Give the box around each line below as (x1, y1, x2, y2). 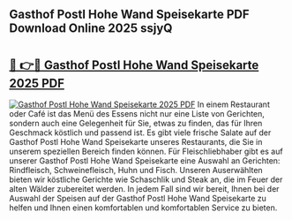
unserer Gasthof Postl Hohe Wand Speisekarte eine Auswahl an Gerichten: (9, 156, 281, 166)
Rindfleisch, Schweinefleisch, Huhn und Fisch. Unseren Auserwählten (9, 165, 263, 175)
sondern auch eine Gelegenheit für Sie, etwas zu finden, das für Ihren (9, 118, 263, 128)
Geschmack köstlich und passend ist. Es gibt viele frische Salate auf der (9, 127, 272, 138)
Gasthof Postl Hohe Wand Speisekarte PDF (9, 7, 250, 22)
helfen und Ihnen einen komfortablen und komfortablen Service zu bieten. (9, 202, 278, 213)
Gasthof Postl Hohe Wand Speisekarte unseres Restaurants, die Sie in (9, 137, 263, 147)
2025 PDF (9, 75, 64, 91)
